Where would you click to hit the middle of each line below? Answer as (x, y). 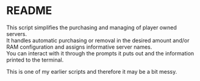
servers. (17, 33)
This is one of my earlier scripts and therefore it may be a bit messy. (92, 71)
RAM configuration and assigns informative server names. (79, 47)
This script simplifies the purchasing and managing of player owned (91, 27)
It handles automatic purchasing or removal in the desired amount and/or (98, 40)
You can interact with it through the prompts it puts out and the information (100, 53)
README (29, 11)
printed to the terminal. (35, 60)
